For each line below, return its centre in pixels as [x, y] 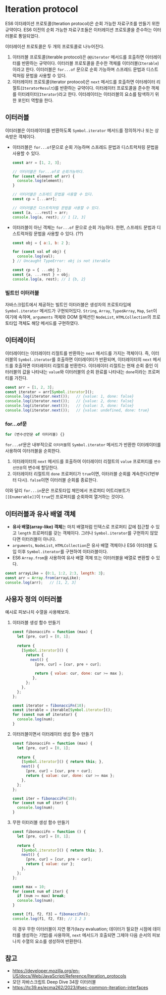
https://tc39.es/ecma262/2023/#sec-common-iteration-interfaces [80, 987]
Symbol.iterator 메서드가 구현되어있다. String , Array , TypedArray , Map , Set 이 [81, 310]
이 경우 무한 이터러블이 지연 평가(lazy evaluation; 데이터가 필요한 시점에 [82, 929]
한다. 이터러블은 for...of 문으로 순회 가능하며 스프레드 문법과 [85, 69]
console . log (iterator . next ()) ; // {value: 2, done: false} [70, 401]
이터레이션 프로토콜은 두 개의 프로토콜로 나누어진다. [55, 46]
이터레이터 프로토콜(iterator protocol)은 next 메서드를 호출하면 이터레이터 [84, 82]
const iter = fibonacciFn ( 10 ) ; [45, 798]
